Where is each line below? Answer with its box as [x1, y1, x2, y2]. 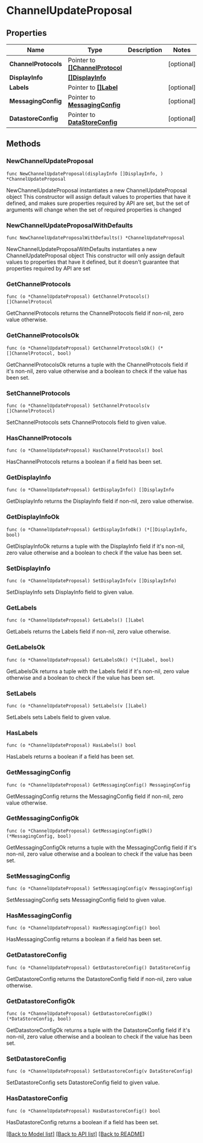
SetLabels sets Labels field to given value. [6, 713, 111, 720]
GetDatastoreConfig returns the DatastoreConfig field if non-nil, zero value [6, 975, 192, 982]
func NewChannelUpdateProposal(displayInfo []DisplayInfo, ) [6, 170, 164, 176]
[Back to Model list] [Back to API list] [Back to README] [6, 1130, 145, 1138]
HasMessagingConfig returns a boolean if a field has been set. [6, 936, 162, 943]
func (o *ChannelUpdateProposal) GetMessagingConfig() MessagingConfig [6, 782, 190, 788]
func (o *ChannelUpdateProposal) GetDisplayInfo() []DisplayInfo [6, 487, 174, 493]
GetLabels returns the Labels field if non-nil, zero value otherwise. [6, 628, 171, 635]
